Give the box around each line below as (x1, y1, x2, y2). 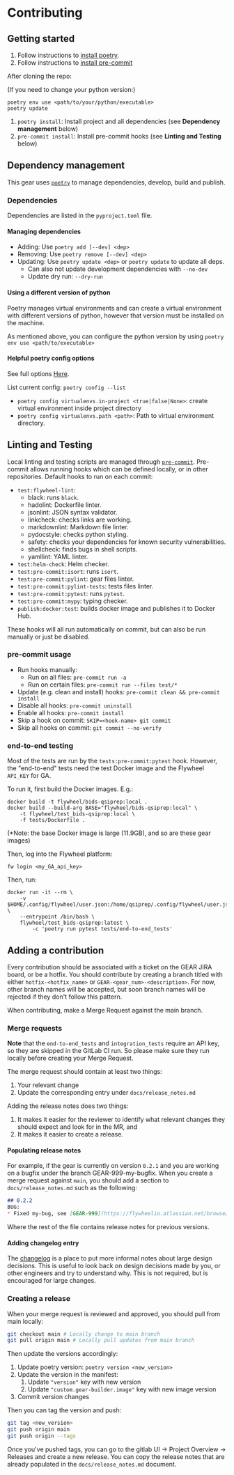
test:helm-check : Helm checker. (17, 559, 109, 568)
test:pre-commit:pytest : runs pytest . (17, 589, 125, 598)
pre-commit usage (7, 650, 72, 660)
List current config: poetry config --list (7, 383, 126, 391)
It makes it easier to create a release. (17, 1130, 124, 1139)
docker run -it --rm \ (7, 889, 73, 896)
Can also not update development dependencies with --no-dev (27, 265, 208, 273)
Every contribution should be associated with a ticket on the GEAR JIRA (7, 962, 212, 971)
